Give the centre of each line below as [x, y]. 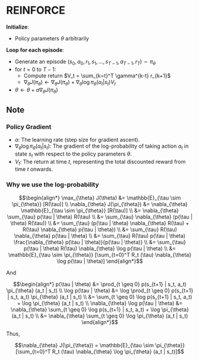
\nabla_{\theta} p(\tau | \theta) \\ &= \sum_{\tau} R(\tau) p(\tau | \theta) [100, 235]
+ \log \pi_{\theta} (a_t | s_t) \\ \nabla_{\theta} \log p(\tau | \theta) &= [100, 303]
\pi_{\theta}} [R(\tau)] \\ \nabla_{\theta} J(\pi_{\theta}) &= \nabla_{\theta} [100, 204]
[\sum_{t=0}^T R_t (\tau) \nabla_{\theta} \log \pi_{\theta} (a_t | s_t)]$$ [100, 351]
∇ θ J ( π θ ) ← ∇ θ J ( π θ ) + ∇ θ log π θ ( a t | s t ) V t [70, 83]
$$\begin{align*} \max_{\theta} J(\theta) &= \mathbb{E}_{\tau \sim [100, 198]
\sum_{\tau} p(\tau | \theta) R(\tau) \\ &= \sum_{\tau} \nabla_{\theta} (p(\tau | [100, 217]
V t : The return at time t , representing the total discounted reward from [100, 162]
